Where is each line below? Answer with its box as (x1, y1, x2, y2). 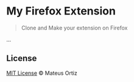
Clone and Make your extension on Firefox (21, 24, 128, 31)
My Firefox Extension (6, 4, 116, 18)
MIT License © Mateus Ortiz (6, 69, 77, 77)
